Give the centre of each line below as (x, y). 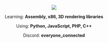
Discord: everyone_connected (54, 35)
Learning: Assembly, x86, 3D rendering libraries (54, 17)
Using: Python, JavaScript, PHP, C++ (54, 26)
